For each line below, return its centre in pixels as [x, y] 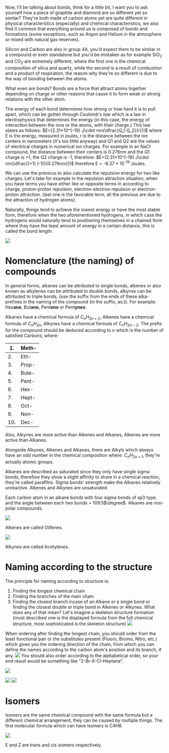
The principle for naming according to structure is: [57, 581]
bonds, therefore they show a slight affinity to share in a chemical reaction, [83, 477]
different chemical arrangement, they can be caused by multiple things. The [84, 720]
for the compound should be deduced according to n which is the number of [84, 330]
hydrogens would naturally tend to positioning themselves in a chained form [84, 220]
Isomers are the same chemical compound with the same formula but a [79, 715]
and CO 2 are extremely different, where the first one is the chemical [75, 62]
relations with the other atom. [36, 99]
